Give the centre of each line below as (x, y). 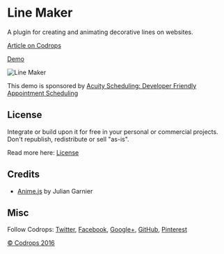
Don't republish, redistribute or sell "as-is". (69, 139)
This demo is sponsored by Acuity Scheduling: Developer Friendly (102, 85)
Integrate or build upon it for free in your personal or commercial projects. (113, 132)
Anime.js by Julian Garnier (55, 191)
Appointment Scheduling (43, 93)
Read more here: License (43, 152)
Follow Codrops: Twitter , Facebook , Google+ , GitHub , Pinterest (97, 230)
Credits (24, 175)
